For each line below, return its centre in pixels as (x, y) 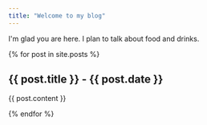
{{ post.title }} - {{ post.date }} (86, 80)
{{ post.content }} (37, 99)
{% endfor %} (31, 114)
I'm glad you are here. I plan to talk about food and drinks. (104, 38)
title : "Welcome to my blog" (57, 16)
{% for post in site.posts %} (54, 54)
